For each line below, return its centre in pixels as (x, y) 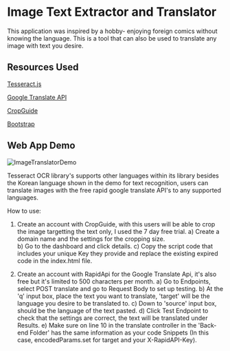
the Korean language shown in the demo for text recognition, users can (108, 182)
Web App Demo (41, 146)
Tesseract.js (24, 84)
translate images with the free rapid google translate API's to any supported (114, 190)
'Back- (207, 325)
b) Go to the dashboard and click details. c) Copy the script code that (115, 246)
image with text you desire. (45, 45)
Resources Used (43, 67)
